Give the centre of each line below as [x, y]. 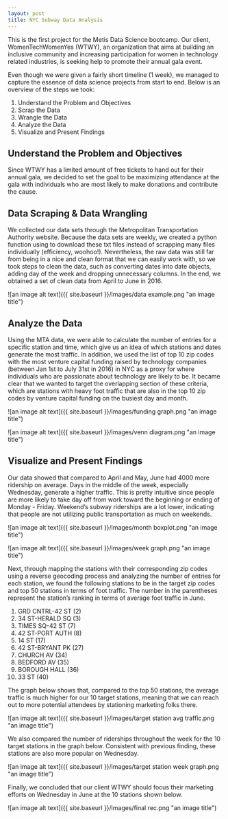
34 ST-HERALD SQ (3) [49, 618]
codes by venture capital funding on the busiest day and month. [98, 398]
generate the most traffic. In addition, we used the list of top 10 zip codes [111, 354]
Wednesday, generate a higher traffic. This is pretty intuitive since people [111, 492]
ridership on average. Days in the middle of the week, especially [98, 484]
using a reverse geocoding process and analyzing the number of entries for [114, 576]
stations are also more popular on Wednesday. [73, 753]
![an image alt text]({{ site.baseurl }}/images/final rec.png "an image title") [112, 807]
